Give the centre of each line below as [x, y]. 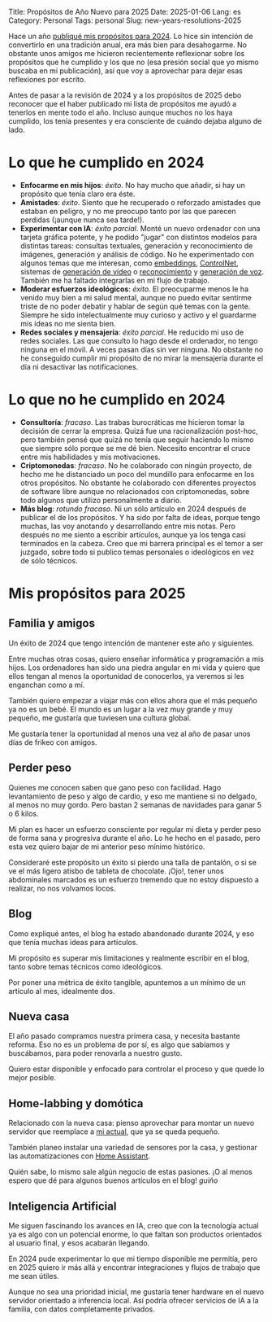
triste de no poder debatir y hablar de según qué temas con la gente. [135, 306]
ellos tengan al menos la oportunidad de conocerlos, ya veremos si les [127, 676]
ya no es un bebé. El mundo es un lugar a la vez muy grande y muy [121, 709]
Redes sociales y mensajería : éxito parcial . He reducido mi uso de [132, 332]
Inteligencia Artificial [63, 1206]
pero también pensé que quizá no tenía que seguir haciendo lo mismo [137, 440]
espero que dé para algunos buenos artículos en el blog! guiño [113, 1180]
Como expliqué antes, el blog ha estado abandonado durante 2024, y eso [132, 933]
